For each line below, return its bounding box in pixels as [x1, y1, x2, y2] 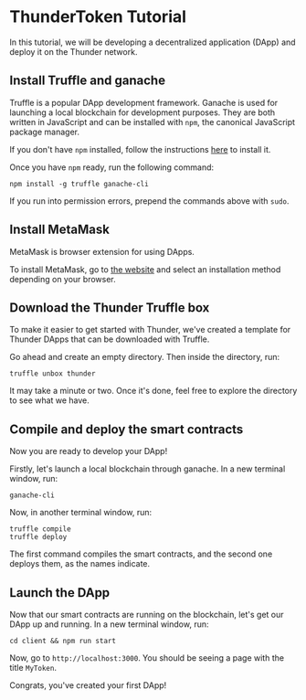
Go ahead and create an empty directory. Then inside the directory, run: [9, 352, 280, 363]
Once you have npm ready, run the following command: [9, 162, 215, 173]
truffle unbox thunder [9, 369, 96, 378]
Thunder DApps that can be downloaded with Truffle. [9, 334, 210, 345]
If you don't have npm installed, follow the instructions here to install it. [9, 143, 271, 154]
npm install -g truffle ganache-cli [9, 179, 149, 188]
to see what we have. [9, 395, 90, 406]
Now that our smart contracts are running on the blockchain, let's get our [9, 610, 285, 620]
